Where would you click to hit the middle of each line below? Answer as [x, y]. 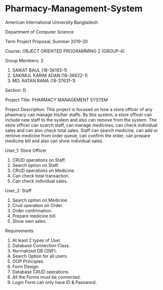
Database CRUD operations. [41, 272]
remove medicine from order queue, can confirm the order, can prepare [78, 135]
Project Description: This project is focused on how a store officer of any [79, 109]
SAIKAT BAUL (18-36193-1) [40, 70]
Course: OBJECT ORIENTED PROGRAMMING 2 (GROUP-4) [65, 51]
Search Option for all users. [40, 256]
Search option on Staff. [35, 165]
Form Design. [26, 266]
